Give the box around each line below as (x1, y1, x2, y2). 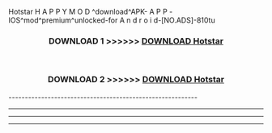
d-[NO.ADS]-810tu (153, 15, 216, 25)
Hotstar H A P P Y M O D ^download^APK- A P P (8, 7, 168, 16)
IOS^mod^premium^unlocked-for (8, 15, 118, 25)
